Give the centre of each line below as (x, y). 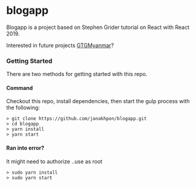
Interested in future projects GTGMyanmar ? (60, 45)
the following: (23, 108)
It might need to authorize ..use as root (54, 161)
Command (20, 87)
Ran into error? (25, 148)
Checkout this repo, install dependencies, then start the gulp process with (98, 101)
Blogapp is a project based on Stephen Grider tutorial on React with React (98, 27)
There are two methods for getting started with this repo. (77, 74)
